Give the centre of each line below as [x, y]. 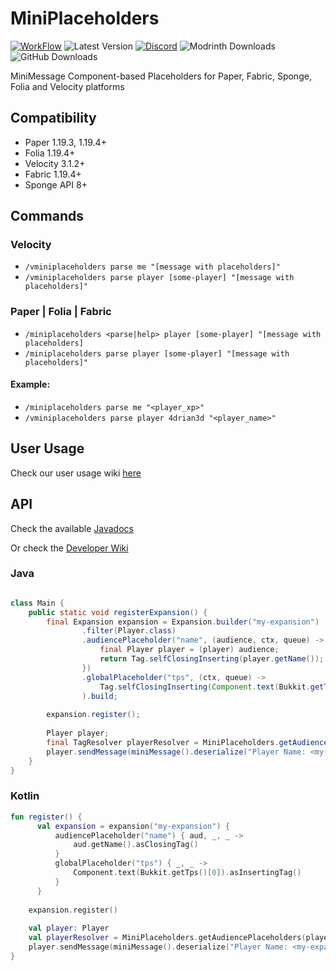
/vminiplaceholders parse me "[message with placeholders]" [152, 267]
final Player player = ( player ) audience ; [189, 650]
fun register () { [46, 817]
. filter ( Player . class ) [129, 631]
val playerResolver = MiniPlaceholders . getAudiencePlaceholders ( [167, 938]
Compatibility [53, 118]
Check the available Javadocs [72, 528]
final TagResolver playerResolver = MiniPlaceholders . [163, 742]
